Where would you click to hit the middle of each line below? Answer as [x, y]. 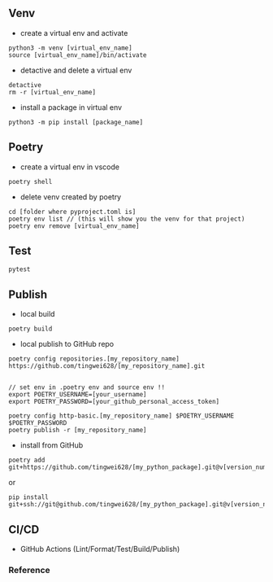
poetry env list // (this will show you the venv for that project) [127, 219]
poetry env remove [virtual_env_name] [74, 226]
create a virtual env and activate [74, 33]
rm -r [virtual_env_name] [52, 92]
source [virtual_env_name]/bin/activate [78, 55]
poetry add [27, 460]
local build [37, 314]
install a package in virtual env [71, 107]
